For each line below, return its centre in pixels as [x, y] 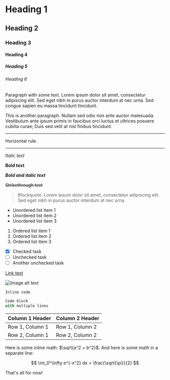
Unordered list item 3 [34, 221]
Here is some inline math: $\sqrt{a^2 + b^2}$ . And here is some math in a [82, 347]
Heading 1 [27, 9]
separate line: [19, 353]
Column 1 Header [30, 318]
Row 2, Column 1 [28, 335]
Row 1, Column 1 [28, 327]
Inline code [18, 292]
